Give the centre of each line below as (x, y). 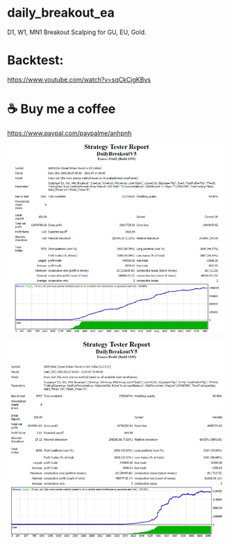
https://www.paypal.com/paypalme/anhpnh (69, 133)
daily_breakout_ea (61, 13)
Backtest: (35, 60)
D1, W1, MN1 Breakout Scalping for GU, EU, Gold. (77, 32)
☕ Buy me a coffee (61, 109)
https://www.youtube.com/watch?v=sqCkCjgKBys (79, 79)
